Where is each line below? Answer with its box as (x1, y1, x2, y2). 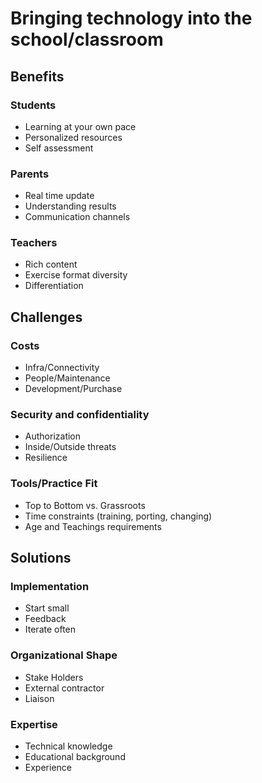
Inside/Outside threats (24, 441, 117, 453)
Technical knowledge (24, 740, 113, 752)
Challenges (10, 308, 83, 326)
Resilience (24, 452, 68, 464)
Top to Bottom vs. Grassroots (24, 499, 146, 511)
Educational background (24, 751, 126, 763)
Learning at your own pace (24, 120, 137, 132)
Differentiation (24, 280, 84, 292)
